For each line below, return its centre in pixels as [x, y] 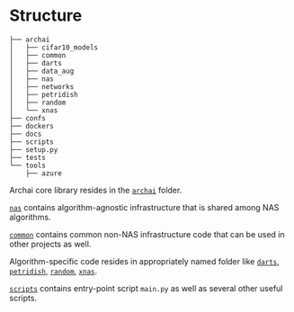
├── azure [44, 173]
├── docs [26, 134]
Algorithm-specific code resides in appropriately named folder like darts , [145, 261]
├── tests [28, 157]
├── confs [28, 118]
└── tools [28, 165]
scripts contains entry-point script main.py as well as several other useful [146, 288]
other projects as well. [50, 244]
